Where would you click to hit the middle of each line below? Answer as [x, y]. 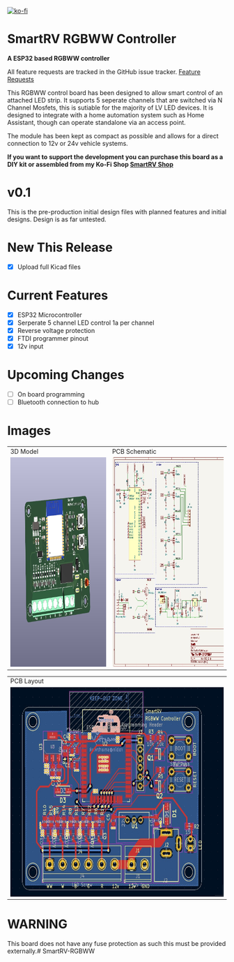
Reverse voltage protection [56, 330]
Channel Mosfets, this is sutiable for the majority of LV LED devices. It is [110, 108]
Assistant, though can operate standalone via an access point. [96, 122]
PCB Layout [27, 681]
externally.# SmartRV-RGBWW [51, 951]
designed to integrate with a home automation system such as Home [106, 114]
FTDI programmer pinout [53, 338]
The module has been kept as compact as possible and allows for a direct [113, 135]
